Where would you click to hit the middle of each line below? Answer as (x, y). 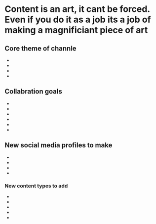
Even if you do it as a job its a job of (78, 20)
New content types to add (36, 185)
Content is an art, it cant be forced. (77, 9)
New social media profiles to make (58, 145)
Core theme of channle (41, 48)
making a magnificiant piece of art (76, 30)
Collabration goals (33, 92)
